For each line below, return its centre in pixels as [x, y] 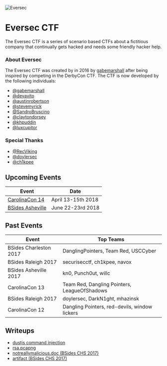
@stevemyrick [27, 106]
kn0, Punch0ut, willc [86, 273]
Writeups [20, 330]
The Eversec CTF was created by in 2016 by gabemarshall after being [77, 71]
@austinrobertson [31, 101]
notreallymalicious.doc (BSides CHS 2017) [55, 353]
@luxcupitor [25, 128]
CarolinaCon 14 [26, 200]
